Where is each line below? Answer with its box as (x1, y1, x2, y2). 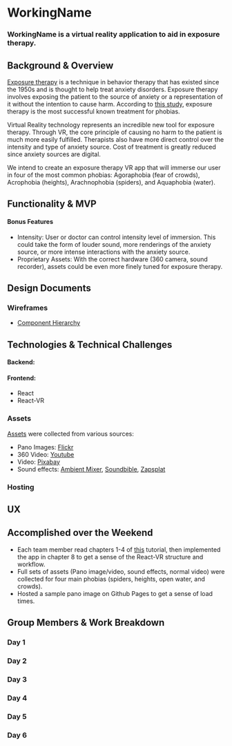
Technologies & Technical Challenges (7, 339, 173, 351)
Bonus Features (7, 217, 54, 225)
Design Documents (7, 282, 91, 294)
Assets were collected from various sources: (7, 429, 135, 438)
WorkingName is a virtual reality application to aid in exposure (7, 30, 220, 39)
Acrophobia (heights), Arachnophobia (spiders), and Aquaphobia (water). (7, 178, 215, 186)
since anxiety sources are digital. (7, 150, 101, 158)
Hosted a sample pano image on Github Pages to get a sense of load (17, 589, 213, 597)
